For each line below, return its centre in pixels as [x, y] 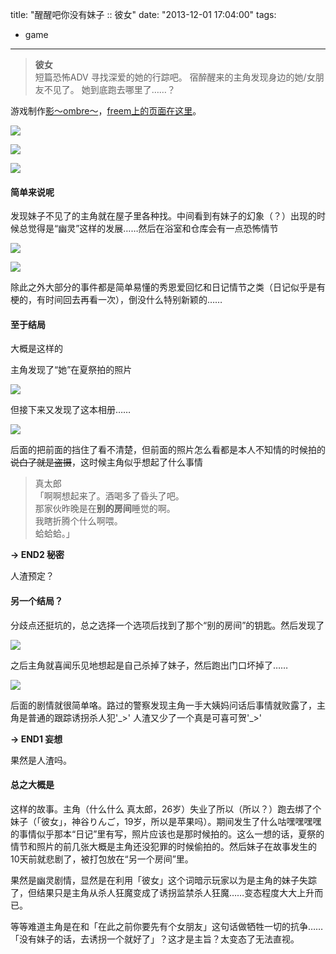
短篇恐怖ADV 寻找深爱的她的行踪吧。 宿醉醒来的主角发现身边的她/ [170, 77]
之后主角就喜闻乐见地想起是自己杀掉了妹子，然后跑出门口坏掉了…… [149, 665]
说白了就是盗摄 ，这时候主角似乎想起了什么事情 [106, 462]
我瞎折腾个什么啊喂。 [78, 521]
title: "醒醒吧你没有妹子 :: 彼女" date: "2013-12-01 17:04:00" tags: [143, 14]
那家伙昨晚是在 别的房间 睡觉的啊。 [105, 509]
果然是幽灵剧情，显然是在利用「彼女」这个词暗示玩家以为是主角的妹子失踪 [163, 880]
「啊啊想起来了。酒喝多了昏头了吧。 [109, 496]
